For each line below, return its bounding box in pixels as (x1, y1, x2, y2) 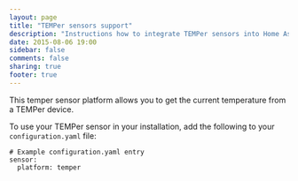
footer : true (9, 71, 58, 79)
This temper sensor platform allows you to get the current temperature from (9, 94, 286, 105)
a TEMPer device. (9, 103, 74, 115)
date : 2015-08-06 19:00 (9, 37, 98, 47)
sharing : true (9, 63, 62, 72)
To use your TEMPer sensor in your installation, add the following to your (9, 121, 275, 132)
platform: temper (17, 162, 82, 172)
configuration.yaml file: (9, 130, 97, 141)
